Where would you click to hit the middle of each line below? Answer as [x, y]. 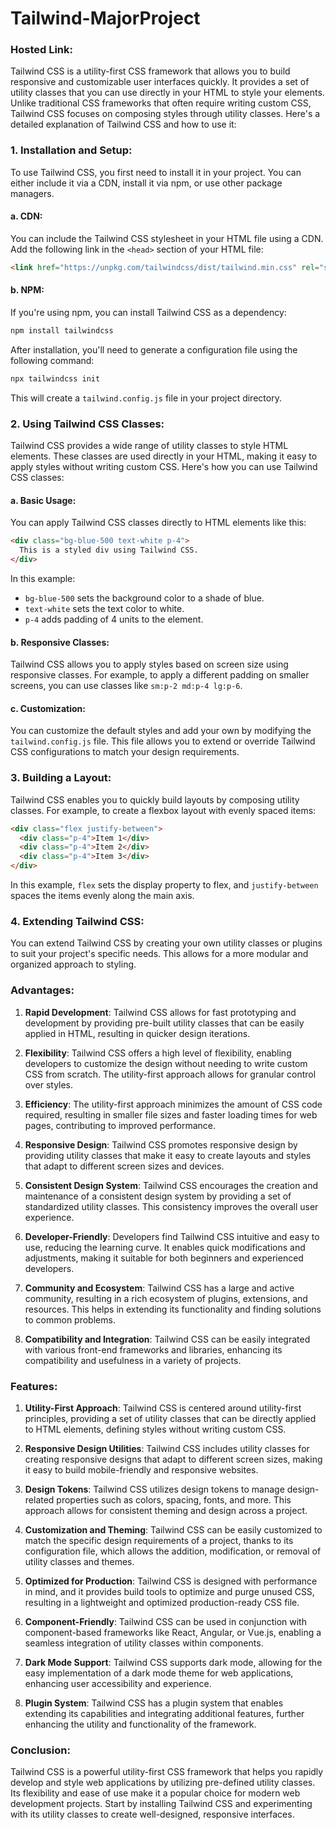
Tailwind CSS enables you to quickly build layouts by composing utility [155, 799]
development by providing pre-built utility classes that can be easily [164, 1023]
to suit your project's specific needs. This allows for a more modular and [159, 954]
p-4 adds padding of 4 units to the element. [114, 619]
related [39, 1499]
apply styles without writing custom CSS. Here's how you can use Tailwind [164, 467]
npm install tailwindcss [62, 331]
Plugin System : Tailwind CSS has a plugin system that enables [154, 1703]
